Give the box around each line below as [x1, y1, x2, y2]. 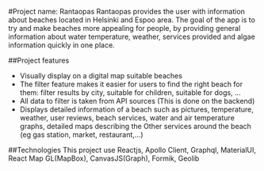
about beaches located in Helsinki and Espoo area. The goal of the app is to [8, 15, 256, 25]
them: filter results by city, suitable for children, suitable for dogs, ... [19, 88, 241, 97]
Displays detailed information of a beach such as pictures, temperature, [19, 104, 254, 114]
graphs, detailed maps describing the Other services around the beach [19, 122, 252, 131]
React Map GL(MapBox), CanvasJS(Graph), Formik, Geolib [8, 154, 200, 163]
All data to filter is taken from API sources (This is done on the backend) [19, 97, 255, 105]
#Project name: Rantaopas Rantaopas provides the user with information [8, 7, 246, 16]
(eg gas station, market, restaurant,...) [19, 130, 144, 139]
